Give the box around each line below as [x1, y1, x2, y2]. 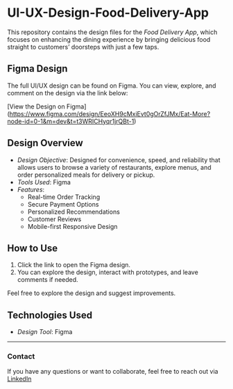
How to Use [7, 242, 58, 254]
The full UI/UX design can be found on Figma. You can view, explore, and [7, 81, 216, 90]
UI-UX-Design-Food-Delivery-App [7, 5, 209, 21]
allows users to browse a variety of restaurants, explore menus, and [17, 163, 212, 171]
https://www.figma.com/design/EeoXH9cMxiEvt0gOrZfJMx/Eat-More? [9, 109, 211, 118]
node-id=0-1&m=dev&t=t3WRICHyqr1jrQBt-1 [7, 117, 135, 125]
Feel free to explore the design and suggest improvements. [7, 289, 176, 297]
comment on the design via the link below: [7, 88, 128, 97]
